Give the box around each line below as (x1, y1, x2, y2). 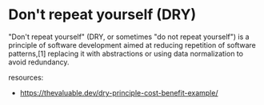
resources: (8, 72, 44, 82)
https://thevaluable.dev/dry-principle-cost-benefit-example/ (19, 87, 218, 97)
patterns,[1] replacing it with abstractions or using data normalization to (8, 49, 244, 58)
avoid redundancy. (8, 57, 70, 67)
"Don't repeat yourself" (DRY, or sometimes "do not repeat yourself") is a (8, 32, 250, 41)
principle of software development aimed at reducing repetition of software (8, 40, 256, 49)
